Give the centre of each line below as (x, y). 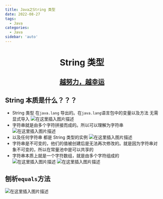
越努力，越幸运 (82, 82)
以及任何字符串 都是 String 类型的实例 (50, 137)
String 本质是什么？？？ (41, 100)
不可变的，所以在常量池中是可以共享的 (55, 150)
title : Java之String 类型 (30, 10)
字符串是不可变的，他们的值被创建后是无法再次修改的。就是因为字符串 (83, 144)
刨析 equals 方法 (28, 179)
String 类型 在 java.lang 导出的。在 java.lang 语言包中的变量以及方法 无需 (85, 113)
